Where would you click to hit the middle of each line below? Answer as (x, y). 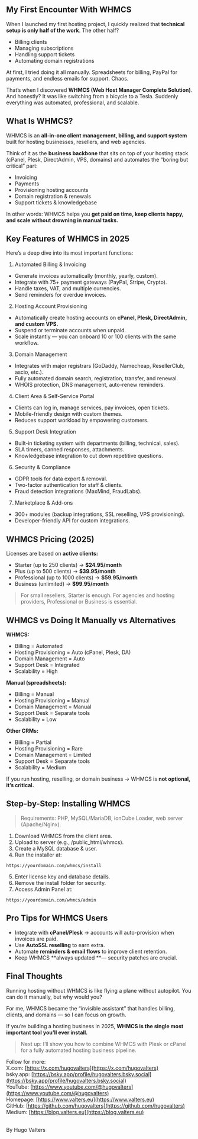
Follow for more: (26, 1061)
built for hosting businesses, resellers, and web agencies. (76, 142)
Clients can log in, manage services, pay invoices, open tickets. (92, 408)
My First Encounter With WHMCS (69, 10)
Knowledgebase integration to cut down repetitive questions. (89, 456)
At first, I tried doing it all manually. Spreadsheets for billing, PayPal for (92, 72)
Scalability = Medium (40, 768)
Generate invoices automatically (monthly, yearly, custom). (86, 276)
